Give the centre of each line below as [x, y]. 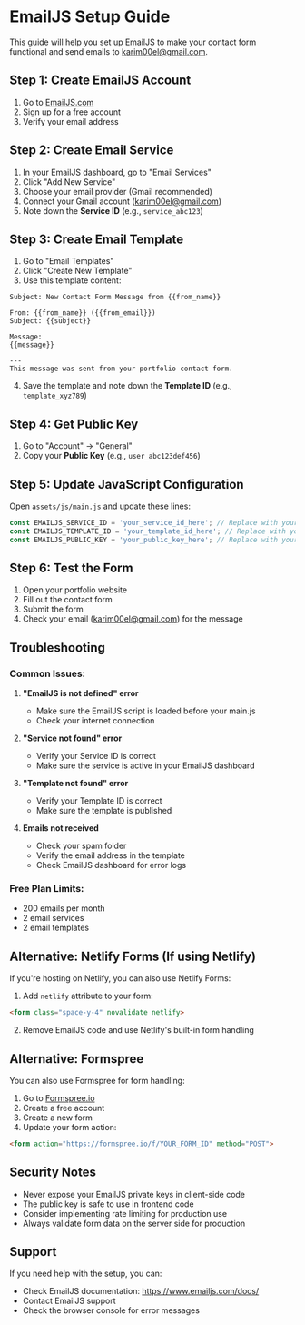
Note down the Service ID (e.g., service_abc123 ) [113, 210]
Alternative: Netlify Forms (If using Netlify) [133, 956]
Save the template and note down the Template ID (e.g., [128, 386]
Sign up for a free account [71, 112]
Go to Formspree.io [59, 1097]
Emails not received [61, 828]
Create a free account [64, 1108]
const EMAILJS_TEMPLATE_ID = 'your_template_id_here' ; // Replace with [148, 531]
